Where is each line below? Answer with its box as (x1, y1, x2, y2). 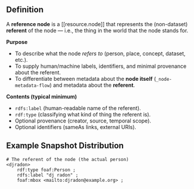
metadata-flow (14, 83, 50, 89)
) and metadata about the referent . (49, 81, 135, 89)
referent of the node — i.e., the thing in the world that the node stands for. (6, 27, 189, 34)
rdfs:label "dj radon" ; (17, 172, 79, 178)
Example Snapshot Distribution (6, 141, 124, 151)
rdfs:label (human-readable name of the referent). (14, 104, 141, 112)
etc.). (14, 56, 28, 63)
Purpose (6, 38, 28, 45)
